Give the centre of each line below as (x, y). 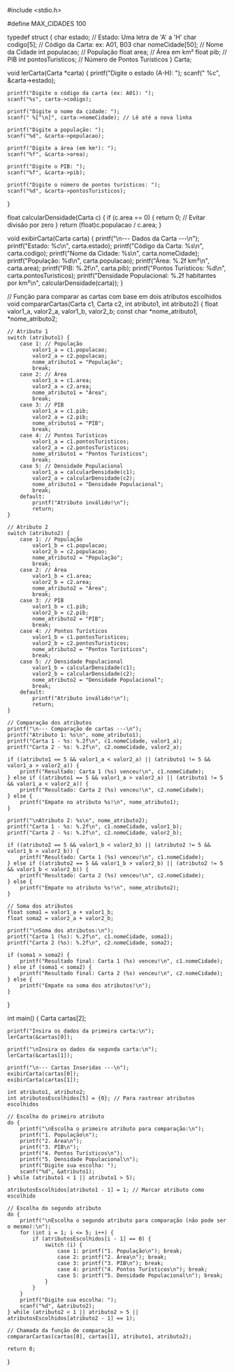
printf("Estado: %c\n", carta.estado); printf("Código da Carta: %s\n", (105, 246)
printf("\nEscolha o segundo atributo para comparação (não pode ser (123, 1220)
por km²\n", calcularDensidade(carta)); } (65, 283)
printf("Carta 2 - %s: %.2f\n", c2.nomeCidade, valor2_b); (95, 833)
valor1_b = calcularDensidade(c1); (84, 668)
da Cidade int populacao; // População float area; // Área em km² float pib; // (117, 52)
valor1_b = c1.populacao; (70, 546)
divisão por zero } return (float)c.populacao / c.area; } (85, 225)
